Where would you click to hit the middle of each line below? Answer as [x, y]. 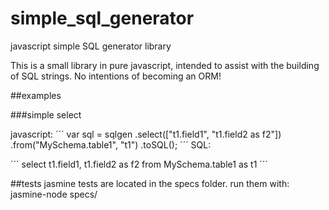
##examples [36, 95]
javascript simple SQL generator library [91, 46]
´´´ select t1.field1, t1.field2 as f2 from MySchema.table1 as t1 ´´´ [139, 164]
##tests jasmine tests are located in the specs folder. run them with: [150, 183]
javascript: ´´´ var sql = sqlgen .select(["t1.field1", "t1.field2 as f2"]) [146, 134]
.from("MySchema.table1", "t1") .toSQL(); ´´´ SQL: [111, 144]
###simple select [46, 114]
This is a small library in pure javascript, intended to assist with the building [165, 65]
